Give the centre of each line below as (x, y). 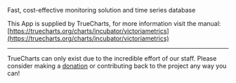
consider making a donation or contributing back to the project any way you (117, 66)
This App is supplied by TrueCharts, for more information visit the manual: (114, 23)
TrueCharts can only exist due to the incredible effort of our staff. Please (112, 58)
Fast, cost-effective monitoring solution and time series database (101, 10)
